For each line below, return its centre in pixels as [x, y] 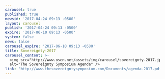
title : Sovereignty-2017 [30, 51]
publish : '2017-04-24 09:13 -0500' [41, 28]
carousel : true [21, 10]
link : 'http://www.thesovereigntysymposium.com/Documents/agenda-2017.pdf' [84, 69]
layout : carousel [23, 23]
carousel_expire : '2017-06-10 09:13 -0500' [50, 46]
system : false [20, 37]
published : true [22, 14]
